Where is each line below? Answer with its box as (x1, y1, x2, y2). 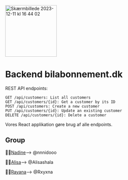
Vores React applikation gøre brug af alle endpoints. (5, 121, 113, 127)
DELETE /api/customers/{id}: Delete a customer (5, 113, 107, 118)
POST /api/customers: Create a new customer (5, 104, 100, 109)
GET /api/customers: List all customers (5, 95, 91, 100)
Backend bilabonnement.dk (5, 69, 123, 80)
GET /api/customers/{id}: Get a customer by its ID (5, 99, 115, 105)
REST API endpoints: (5, 85, 48, 91)
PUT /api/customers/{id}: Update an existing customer (5, 108, 122, 113)
